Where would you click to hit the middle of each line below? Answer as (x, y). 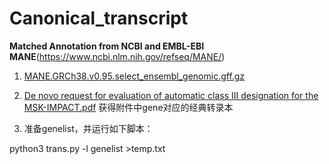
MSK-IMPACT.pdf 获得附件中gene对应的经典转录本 (128, 107)
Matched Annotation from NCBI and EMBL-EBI (107, 46)
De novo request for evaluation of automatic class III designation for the (171, 95)
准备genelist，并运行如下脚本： (88, 128)
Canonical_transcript (99, 18)
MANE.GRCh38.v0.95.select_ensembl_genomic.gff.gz (134, 76)
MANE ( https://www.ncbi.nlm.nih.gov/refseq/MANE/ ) (117, 56)
